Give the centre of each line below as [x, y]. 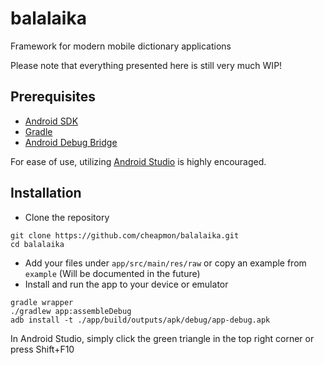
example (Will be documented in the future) [112, 273]
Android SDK [51, 121]
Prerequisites [53, 97]
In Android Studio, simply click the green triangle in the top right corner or [162, 338]
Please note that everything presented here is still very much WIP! [146, 65]
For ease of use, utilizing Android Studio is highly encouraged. [138, 161]
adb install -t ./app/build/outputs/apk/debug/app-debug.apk [140, 320]
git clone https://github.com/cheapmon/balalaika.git [125, 235]
